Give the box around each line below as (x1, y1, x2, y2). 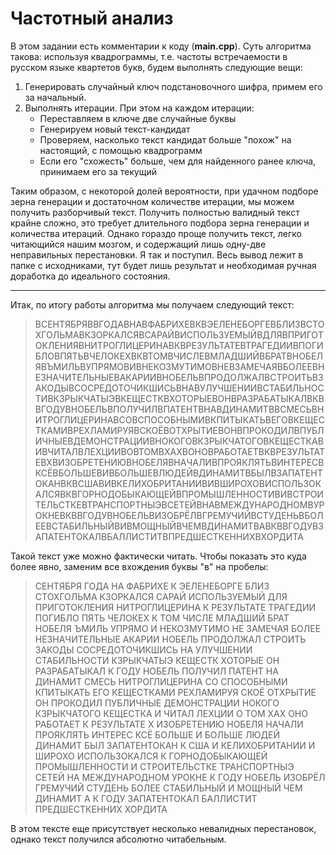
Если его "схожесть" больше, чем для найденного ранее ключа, (39, 155, 317, 167)
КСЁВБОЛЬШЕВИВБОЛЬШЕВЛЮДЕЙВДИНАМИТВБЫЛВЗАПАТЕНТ (34, 467, 323, 479)
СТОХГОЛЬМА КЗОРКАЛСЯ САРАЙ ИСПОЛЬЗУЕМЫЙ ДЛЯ (34, 590, 288, 602)
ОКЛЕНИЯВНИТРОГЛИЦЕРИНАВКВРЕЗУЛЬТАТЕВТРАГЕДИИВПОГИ (34, 339, 324, 351)
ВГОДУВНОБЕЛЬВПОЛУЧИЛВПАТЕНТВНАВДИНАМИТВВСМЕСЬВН (34, 403, 325, 415)
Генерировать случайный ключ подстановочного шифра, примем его (24, 80, 323, 92)
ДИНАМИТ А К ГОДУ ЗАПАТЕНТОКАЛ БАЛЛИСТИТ (34, 792, 258, 804)
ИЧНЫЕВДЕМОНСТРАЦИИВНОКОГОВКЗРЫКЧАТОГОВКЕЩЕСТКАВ (34, 435, 324, 447)
